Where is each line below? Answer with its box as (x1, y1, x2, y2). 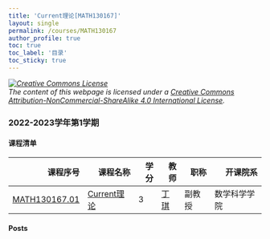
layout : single (8, 19, 59, 27)
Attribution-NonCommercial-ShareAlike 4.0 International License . (8, 95, 225, 105)
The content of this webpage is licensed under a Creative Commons (8, 87, 235, 96)
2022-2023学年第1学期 (8, 117, 100, 128)
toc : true (8, 42, 42, 50)
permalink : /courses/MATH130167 (8, 26, 117, 34)
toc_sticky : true (8, 57, 67, 65)
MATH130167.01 (12, 194, 80, 205)
